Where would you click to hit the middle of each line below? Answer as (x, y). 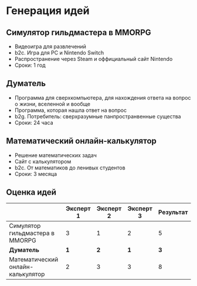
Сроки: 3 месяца (36, 173)
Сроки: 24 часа (34, 122)
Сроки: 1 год (30, 65)
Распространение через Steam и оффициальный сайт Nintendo (94, 59)
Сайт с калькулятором (43, 161)
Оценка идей (31, 193)
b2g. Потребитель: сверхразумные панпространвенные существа (98, 116)
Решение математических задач (55, 155)
